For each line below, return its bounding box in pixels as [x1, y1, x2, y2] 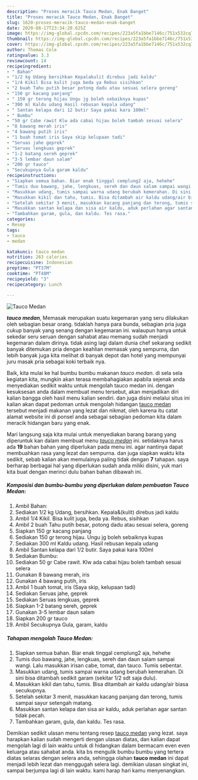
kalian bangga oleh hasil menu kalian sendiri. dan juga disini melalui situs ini [6, 394, 190, 401]
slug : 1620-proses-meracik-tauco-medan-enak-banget [6, 19, 136, 25]
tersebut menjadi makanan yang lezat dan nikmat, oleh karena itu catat [6, 407, 178, 414]
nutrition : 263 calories [6, 254, 68, 260]
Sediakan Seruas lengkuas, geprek [15, 596, 100, 603]
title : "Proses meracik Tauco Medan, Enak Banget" [6, 14, 133, 20]
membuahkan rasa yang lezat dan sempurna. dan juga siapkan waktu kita [6, 449, 184, 456]
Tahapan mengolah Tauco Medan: [6, 635, 93, 642]
